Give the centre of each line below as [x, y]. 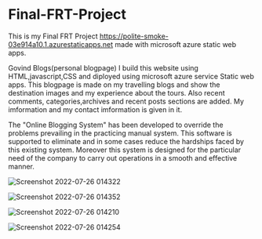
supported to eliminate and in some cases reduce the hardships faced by [126, 141]
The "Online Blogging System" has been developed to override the [116, 125]
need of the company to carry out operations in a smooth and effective [123, 158]
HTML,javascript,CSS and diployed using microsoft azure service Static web [131, 76]
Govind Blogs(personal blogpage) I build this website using [103, 67]
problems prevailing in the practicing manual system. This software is [120, 133]
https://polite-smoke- [134, 36]
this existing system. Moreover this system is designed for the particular [125, 150]
